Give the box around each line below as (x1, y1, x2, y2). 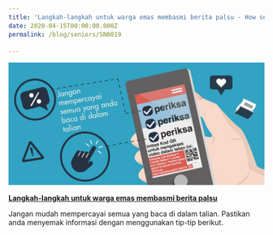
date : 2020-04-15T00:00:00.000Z (8, 21, 118, 30)
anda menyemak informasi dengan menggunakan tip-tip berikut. (8, 217, 223, 227)
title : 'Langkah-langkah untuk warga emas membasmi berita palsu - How (8, 13, 256, 21)
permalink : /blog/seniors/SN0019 (8, 30, 122, 38)
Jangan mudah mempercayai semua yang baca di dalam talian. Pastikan (8, 208, 250, 219)
